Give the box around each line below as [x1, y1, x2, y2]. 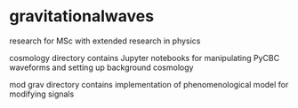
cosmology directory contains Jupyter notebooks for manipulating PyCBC [9, 52, 280, 63]
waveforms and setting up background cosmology [9, 62, 194, 73]
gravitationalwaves [9, 6, 154, 27]
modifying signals [9, 89, 75, 99]
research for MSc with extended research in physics [9, 35, 201, 46]
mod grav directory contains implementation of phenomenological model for [9, 79, 289, 89]
